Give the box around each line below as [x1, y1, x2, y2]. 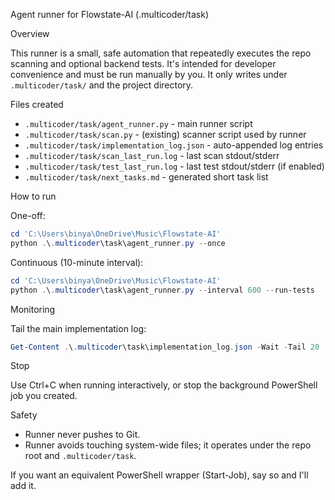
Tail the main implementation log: [10, 322, 147, 334]
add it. [10, 480, 37, 492]
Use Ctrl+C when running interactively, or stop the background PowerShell [10, 379, 318, 391]
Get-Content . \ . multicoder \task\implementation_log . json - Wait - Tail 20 [10, 342, 320, 352]
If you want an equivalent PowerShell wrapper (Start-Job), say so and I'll [10, 469, 309, 481]
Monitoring [10, 303, 56, 315]
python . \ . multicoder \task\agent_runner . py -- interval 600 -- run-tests [10, 285, 315, 295]
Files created [10, 99, 64, 110]
